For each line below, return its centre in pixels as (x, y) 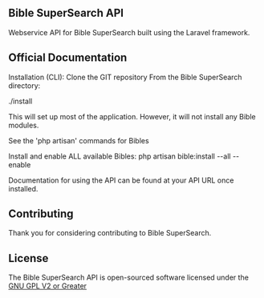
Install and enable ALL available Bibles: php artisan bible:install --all (120, 156)
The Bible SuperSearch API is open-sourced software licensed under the (128, 278)
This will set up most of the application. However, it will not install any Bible (132, 116)
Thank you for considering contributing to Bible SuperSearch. (110, 233)
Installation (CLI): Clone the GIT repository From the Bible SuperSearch (125, 77)
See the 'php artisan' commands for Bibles (79, 140)
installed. (23, 188)
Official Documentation (68, 58)
